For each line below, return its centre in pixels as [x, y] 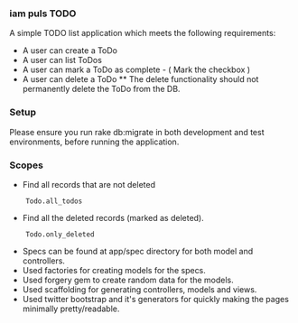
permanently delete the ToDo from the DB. [101, 89]
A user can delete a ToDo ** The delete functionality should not [140, 79]
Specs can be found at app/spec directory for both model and [138, 251]
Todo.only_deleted [60, 234]
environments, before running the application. [94, 142]
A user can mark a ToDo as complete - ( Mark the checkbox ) [136, 69]
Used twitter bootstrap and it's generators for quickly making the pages [155, 299]
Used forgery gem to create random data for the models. [128, 280]
